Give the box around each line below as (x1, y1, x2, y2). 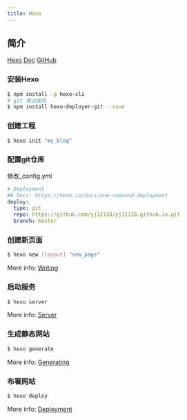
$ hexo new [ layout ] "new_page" (7, 251, 100, 259)
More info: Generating (7, 358, 70, 366)
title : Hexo (7, 10, 41, 17)
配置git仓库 (7, 154, 45, 164)
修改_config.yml (7, 172, 52, 180)
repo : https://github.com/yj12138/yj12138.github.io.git (13, 211, 181, 218)
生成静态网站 (7, 329, 50, 339)
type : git (13, 205, 41, 212)
